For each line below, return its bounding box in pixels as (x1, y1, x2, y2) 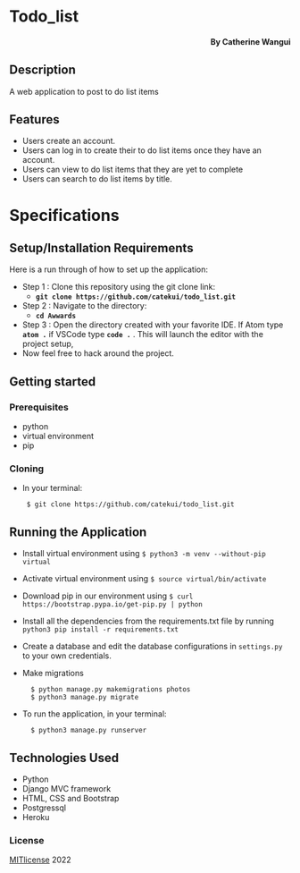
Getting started (9, 374, 96, 389)
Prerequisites (9, 401, 69, 413)
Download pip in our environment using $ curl (21, 590, 194, 601)
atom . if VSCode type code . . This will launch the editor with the (21, 329, 263, 340)
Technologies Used (9, 750, 119, 766)
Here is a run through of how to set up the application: (9, 264, 208, 275)
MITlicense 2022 (9, 854, 71, 865)
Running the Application (9, 524, 147, 539)
